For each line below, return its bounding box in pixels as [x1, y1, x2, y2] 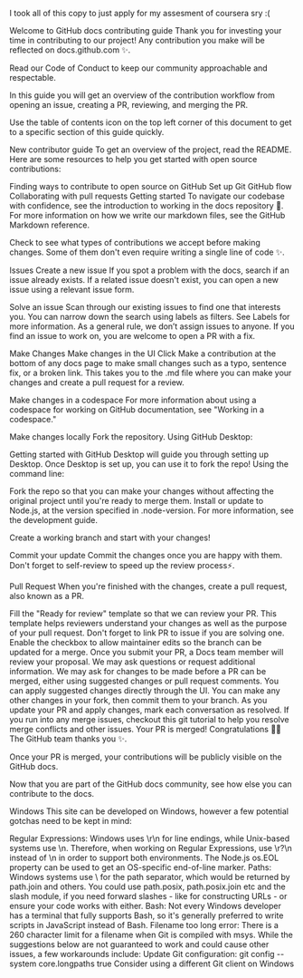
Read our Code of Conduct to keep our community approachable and [9, 63, 269, 73]
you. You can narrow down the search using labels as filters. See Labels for [9, 312, 290, 322]
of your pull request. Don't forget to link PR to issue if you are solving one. [9, 627, 285, 638]
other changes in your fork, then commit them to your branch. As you [9, 695, 268, 705]
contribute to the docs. [9, 789, 95, 799]
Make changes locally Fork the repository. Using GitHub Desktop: [9, 431, 253, 442]
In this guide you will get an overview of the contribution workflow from [9, 90, 276, 101]
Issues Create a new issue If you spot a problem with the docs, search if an [9, 265, 289, 276]
